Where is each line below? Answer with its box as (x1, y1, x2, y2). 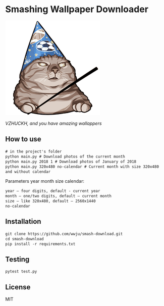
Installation (5, 217, 41, 226)
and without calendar (5, 169, 51, 174)
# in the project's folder (5, 149, 62, 154)
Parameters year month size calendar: (5, 178, 85, 184)
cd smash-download (5, 236, 44, 241)
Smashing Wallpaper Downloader (5, 4, 149, 15)
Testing (5, 255, 30, 264)
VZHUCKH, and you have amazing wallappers (5, 120, 102, 126)
